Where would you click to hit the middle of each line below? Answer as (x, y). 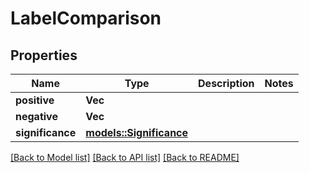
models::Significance (137, 132)
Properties (44, 55)
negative (36, 116)
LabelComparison (86, 18)
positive (35, 100)
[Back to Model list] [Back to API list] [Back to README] (125, 157)
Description (226, 83)
